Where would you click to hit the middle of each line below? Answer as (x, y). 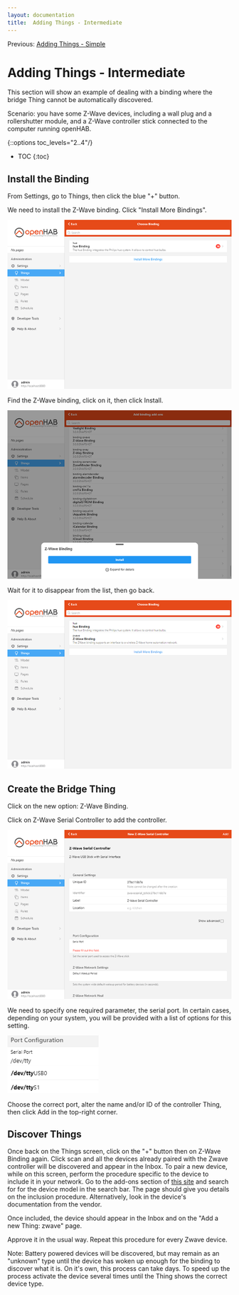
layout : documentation (41, 15)
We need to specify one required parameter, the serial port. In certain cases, (119, 1010)
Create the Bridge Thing (62, 789)
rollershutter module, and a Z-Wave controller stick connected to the (107, 121)
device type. (26, 1284)
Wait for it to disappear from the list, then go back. (81, 590)
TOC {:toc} (33, 156)
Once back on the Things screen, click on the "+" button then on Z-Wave (114, 1152)
